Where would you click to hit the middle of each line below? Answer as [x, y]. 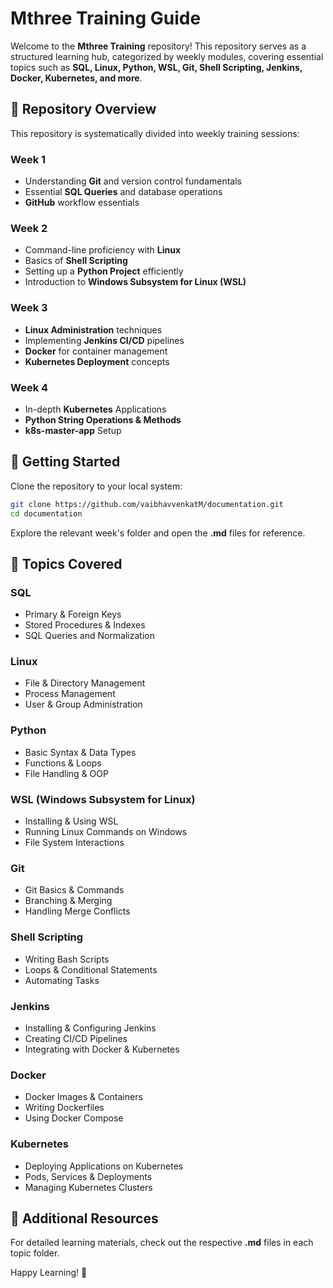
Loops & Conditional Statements [91, 969]
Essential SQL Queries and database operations [123, 192]
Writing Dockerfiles [64, 1108]
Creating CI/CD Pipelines [76, 1038]
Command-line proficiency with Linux [103, 250]
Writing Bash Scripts [67, 959]
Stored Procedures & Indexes [85, 625]
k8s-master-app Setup [73, 430]
